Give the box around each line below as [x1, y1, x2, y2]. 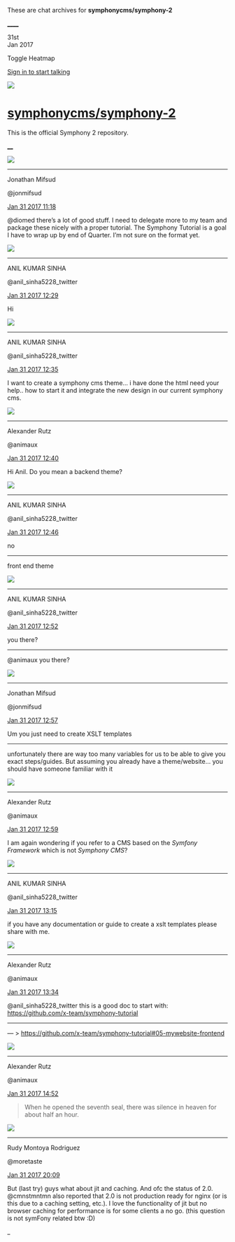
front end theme [7, 561, 54, 570]
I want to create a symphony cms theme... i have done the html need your [7, 378, 220, 387]
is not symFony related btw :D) [7, 1214, 96, 1222]
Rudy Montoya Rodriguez [7, 1143, 80, 1152]
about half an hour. [24, 1110, 79, 1119]
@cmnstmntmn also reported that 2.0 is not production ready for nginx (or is [7, 1192, 227, 1200]
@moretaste [7, 1157, 43, 1165]
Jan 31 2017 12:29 [7, 291, 59, 300]
